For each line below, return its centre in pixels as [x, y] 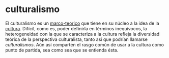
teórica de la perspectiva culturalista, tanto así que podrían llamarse [76, 39]
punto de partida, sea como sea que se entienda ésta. [62, 50]
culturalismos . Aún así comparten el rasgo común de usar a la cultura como [85, 44]
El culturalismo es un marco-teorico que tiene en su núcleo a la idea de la [82, 23]
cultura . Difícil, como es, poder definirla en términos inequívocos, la [76, 28]
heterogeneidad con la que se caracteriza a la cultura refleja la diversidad [82, 34]
